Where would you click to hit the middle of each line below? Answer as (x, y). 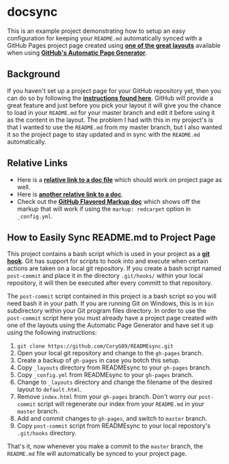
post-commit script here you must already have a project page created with (112, 318)
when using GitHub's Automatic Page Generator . (77, 53)
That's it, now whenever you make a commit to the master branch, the (105, 446)
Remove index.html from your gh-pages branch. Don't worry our (107, 397)
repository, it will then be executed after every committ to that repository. (110, 283)
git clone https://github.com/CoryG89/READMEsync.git (95, 346)
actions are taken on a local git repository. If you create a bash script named (114, 268)
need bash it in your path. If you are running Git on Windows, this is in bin (110, 304)
